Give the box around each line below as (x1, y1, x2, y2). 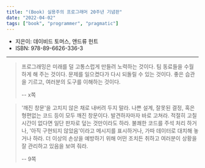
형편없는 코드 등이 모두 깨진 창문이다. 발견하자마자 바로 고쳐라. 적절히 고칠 (21, 112, 197, 119)
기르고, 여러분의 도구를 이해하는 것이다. (27, 78, 121, 86)
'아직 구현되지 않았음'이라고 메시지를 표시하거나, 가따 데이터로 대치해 (29, 127, 193, 134)
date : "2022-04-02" (6, 15, 56, 21)
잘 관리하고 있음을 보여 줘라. (21, 142, 88, 150)
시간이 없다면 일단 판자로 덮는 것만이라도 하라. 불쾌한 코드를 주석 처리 (21, 120, 186, 127)
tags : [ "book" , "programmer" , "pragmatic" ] (6, 20, 119, 26)
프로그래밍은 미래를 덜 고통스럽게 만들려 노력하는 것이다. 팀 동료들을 (21, 63, 183, 70)
